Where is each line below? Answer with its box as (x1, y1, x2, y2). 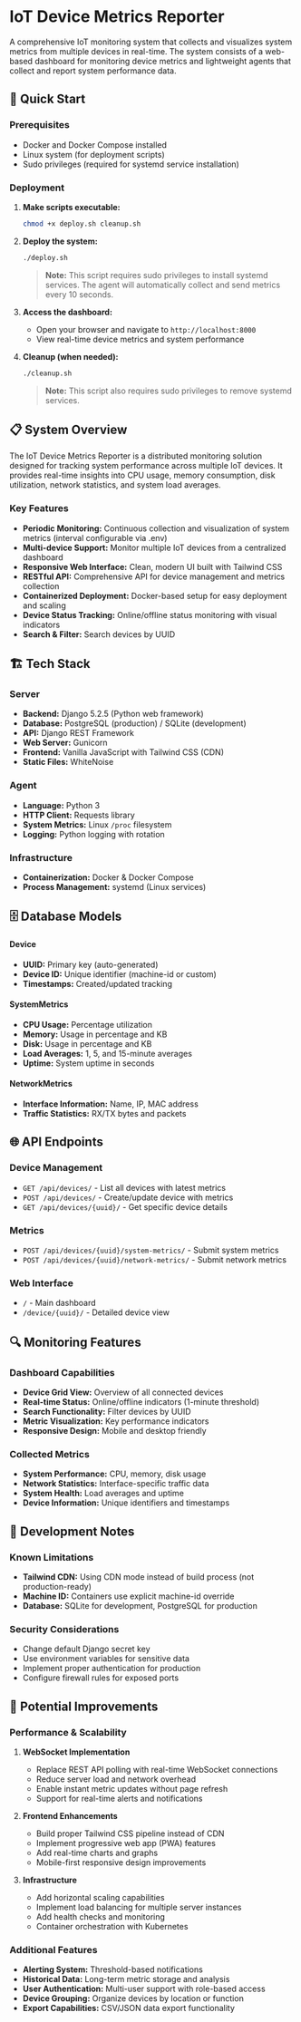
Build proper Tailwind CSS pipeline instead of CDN (35, 1828, 225, 1839)
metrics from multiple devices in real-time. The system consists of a (9, 45, 264, 56)
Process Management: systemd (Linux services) (22, 881, 207, 892)
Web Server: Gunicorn (22, 737, 108, 749)
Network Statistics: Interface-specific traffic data (22, 1478, 210, 1489)
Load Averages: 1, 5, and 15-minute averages (22, 1048, 193, 1059)
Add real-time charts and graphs (35, 1847, 159, 1858)
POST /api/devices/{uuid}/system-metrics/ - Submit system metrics (22, 1244, 279, 1255)
